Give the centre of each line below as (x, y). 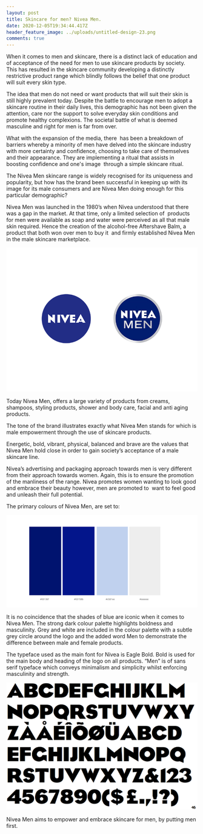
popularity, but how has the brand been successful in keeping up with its (97, 182)
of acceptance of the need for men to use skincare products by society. (96, 63)
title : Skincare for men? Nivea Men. (54, 19)
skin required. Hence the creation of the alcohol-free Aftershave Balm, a (96, 226)
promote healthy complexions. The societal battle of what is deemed (92, 120)
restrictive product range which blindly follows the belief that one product (98, 76)
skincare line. (23, 457)
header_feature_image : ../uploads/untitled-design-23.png (81, 32)
